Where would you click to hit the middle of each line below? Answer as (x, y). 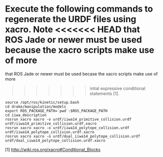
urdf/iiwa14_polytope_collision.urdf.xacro (50, 132)
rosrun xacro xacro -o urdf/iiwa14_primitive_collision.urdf (68, 119)
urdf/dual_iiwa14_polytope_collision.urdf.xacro (55, 141)
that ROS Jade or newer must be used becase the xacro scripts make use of (81, 74)
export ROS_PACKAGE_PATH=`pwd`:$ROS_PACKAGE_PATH (56, 111)
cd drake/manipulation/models (36, 107)
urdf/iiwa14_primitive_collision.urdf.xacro (51, 124)
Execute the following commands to (79, 9)
